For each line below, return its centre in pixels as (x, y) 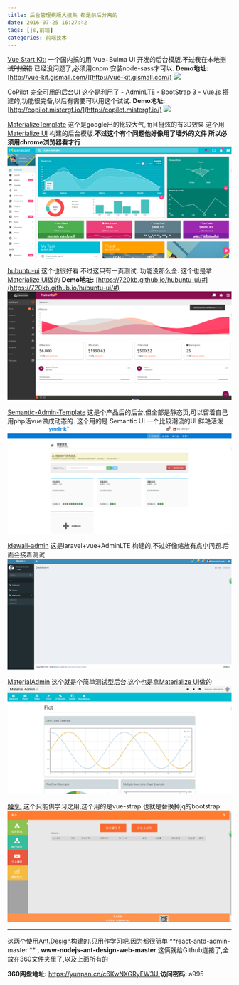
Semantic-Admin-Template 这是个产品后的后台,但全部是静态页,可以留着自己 (118, 412)
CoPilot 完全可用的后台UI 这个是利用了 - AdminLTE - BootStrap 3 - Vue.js (114, 92)
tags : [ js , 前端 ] (30, 30)
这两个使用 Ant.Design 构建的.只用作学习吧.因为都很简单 (88, 941)
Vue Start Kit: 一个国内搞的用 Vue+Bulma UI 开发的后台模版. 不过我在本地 (114, 60)
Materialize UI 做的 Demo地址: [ (53, 279)
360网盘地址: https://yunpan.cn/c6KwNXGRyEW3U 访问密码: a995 (106, 974)
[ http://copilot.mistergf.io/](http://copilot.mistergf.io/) (85, 110)
